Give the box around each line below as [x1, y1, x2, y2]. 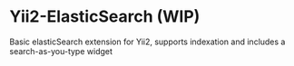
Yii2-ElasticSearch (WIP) [9, 6, 201, 27]
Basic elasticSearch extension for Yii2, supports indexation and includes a [9, 36, 286, 47]
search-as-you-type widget [9, 45, 113, 56]
